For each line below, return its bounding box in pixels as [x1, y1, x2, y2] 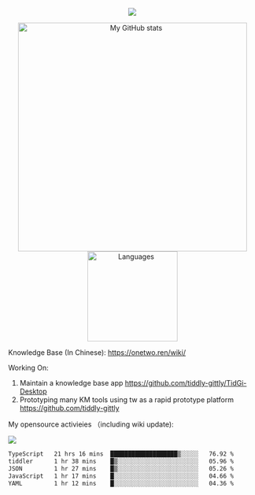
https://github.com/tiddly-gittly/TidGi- [124, 379, 247, 387]
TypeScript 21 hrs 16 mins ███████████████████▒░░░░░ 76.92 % [8, 450, 235, 458]
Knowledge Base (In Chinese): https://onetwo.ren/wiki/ [8, 348, 187, 357]
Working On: [8, 363, 49, 372]
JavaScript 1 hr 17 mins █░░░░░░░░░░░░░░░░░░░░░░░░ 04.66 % [8, 472, 235, 480]
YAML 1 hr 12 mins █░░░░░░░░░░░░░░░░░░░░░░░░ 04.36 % [8, 479, 235, 487]
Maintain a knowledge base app [19, 379, 124, 387]
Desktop [19, 386, 47, 396]
